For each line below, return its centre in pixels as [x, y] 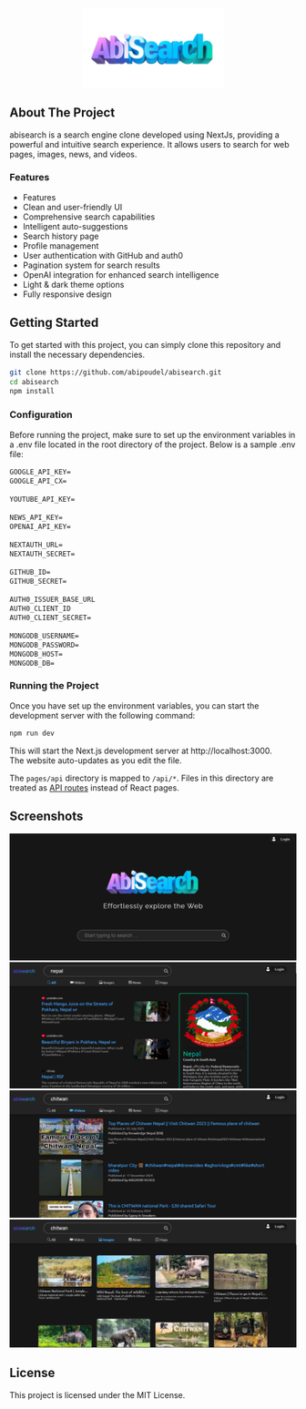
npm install [32, 392]
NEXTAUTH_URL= [36, 545]
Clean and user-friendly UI [72, 207]
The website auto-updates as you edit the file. [96, 760]
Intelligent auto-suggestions [75, 226]
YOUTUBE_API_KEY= [42, 499]
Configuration [41, 414]
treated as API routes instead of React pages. [94, 787]
